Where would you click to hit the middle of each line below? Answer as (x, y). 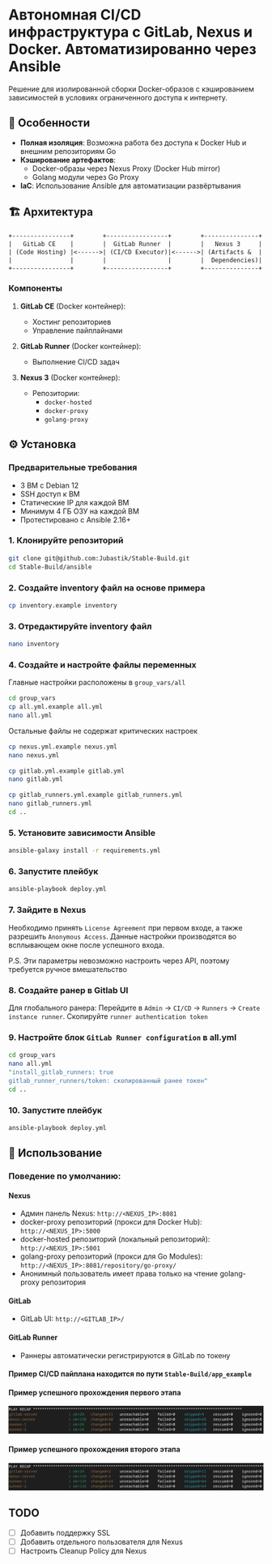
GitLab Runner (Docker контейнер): (81, 346)
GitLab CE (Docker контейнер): (73, 306)
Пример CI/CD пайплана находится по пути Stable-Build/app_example (130, 1374)
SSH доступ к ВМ (50, 494)
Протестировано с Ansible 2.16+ (75, 519)
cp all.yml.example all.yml (56, 707)
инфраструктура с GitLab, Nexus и (131, 32)
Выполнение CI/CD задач (76, 361)
